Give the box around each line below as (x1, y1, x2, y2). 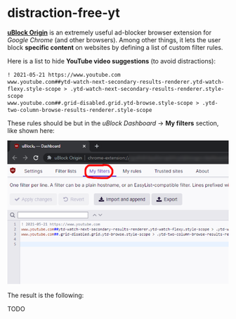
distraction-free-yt (7, 5, 121, 21)
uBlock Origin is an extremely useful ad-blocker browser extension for (7, 28, 212, 37)
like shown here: (7, 126, 55, 135)
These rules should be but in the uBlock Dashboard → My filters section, (7, 118, 219, 127)
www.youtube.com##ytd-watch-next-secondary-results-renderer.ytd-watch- (7, 78, 225, 85)
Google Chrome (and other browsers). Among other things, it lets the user (7, 35, 221, 44)
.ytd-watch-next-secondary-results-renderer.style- (70, 85, 225, 92)
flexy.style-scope (7, 85, 61, 92)
